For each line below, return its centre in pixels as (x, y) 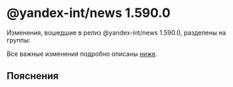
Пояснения (33, 76)
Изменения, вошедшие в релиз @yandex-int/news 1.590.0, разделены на (116, 33)
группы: (19, 40)
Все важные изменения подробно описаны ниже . (82, 54)
